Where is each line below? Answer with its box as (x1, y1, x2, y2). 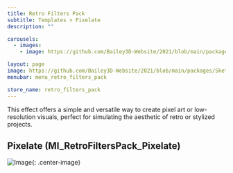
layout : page (7, 61, 45, 68)
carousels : (7, 35, 39, 42)
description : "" (7, 23, 54, 30)
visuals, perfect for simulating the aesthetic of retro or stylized (37, 112, 215, 121)
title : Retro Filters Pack (7, 10, 85, 17)
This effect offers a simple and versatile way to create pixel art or (7, 105, 193, 113)
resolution (7, 112, 36, 121)
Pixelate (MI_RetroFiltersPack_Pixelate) (7, 140, 181, 152)
